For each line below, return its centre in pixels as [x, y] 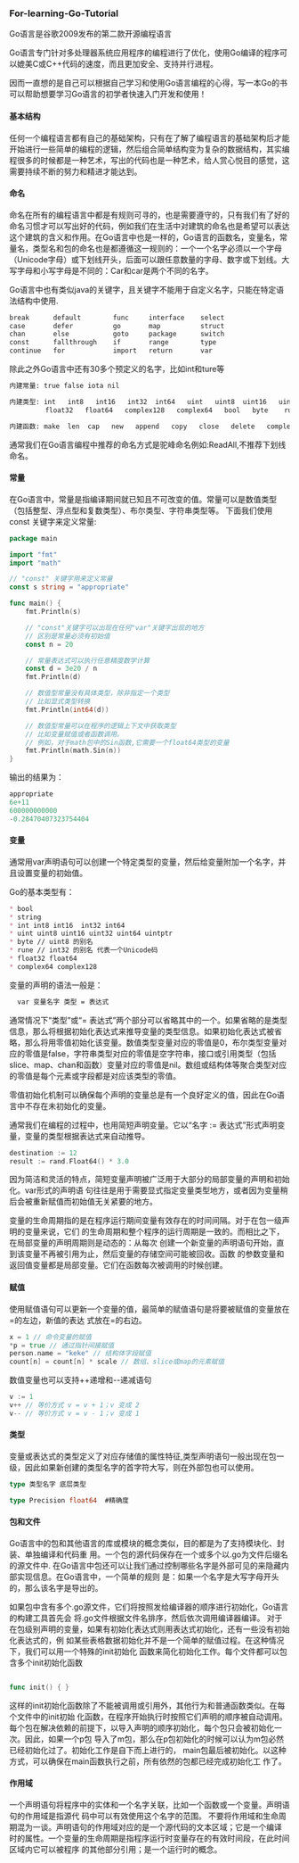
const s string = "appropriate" [69, 587]
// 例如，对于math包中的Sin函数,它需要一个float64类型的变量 [127, 742]
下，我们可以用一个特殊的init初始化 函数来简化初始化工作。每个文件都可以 [145, 1651]
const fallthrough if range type [113, 343]
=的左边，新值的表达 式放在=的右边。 [78, 1320]
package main [33, 538]
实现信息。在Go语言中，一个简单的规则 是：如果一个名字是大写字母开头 [148, 1577]
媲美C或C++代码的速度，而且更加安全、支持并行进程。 [117, 64]
